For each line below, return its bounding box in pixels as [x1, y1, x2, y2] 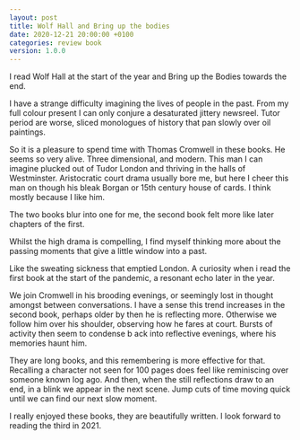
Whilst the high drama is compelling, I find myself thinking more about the [9, 236, 281, 247]
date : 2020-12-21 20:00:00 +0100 [9, 30, 134, 39]
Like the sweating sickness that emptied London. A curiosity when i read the [9, 263, 291, 274]
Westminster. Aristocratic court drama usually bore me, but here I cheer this [9, 172, 289, 184]
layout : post [9, 13, 58, 22]
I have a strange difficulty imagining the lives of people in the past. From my [9, 98, 289, 109]
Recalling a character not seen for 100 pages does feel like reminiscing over [9, 365, 289, 375]
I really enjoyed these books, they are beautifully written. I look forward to [9, 410, 281, 422]
